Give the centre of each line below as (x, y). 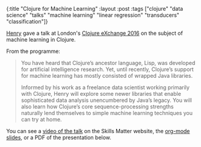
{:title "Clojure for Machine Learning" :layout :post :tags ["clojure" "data (95, 9)
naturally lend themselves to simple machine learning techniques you (107, 113)
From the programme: (33, 51)
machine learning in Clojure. (41, 39)
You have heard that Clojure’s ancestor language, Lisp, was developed (108, 63)
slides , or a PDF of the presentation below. (59, 137)
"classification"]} (27, 21)
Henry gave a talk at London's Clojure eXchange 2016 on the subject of (95, 33)
